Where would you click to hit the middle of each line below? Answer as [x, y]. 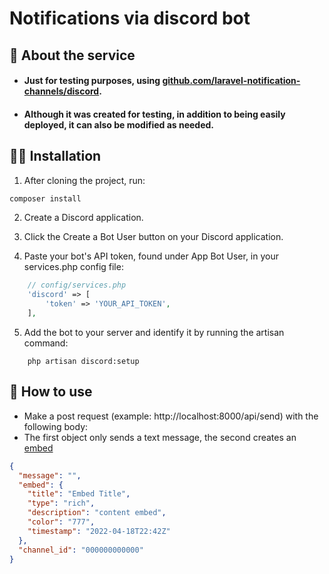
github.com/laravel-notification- [231, 81]
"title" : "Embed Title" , [79, 494]
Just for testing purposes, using [92, 81]
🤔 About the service [72, 55]
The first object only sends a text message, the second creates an [160, 437]
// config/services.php [77, 285]
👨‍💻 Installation [55, 156]
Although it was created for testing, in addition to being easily [154, 114]
